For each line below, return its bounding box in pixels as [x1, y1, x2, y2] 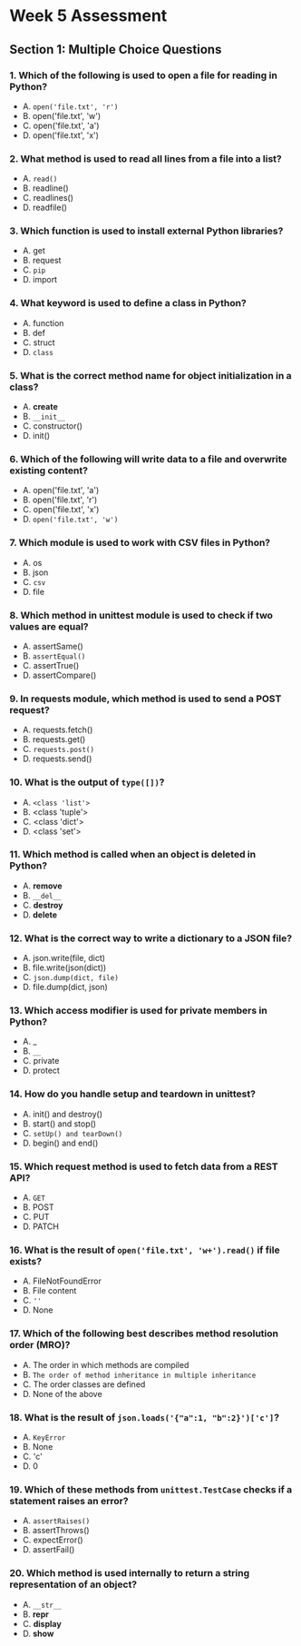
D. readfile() [22, 202, 68, 213]
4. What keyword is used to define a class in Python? [9, 297, 247, 310]
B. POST [22, 1202, 54, 1213]
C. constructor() [22, 421, 83, 431]
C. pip [22, 264, 46, 275]
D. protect [22, 1065, 61, 1076]
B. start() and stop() [22, 1118, 97, 1129]
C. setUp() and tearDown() [22, 1127, 123, 1138]
